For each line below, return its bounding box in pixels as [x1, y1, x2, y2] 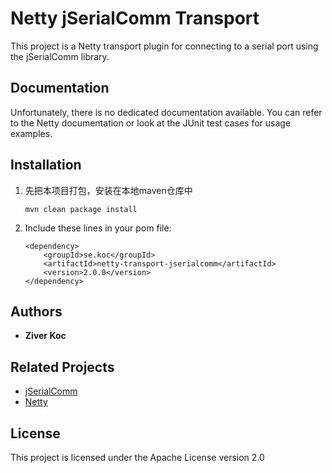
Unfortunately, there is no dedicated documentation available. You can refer [10, 106, 323, 118]
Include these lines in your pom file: [24, 222, 172, 234]
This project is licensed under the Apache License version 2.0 [10, 452, 265, 463]
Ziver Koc [24, 330, 67, 342]
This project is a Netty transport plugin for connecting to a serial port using [10, 40, 319, 52]
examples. [10, 127, 53, 139]
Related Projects [10, 358, 115, 376]
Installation [10, 157, 82, 174]
